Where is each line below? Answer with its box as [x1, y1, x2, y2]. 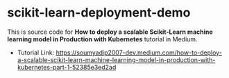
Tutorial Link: [17, 48, 55, 57]
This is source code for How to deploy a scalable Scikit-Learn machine [7, 28, 213, 36]
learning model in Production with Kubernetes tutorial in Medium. [7, 35, 198, 43]
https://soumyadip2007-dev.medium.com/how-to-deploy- [56, 48, 222, 57]
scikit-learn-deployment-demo [7, 5, 191, 21]
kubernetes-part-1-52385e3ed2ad [17, 63, 117, 71]
